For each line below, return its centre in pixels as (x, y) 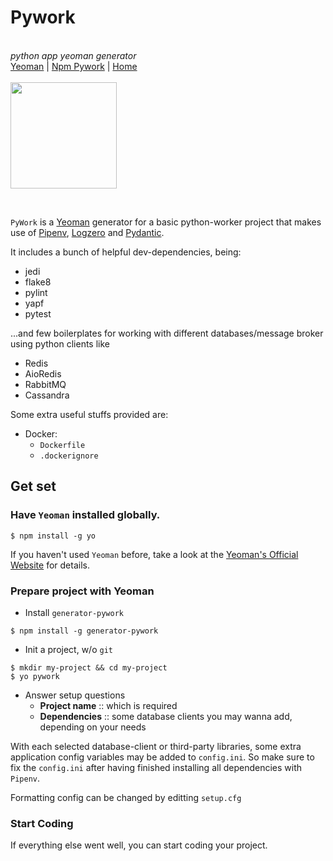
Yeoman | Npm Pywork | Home (74, 66)
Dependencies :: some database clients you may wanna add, (166, 716)
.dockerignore (69, 456)
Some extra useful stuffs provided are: (89, 414)
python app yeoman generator (73, 55)
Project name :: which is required (108, 705)
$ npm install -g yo (53, 536)
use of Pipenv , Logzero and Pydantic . (87, 232)
